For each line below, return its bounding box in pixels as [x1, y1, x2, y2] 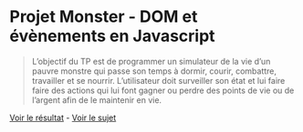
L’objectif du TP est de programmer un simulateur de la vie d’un [31, 56, 271, 66]
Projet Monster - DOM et [9, 6, 198, 27]
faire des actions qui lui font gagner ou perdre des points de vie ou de [31, 85, 295, 96]
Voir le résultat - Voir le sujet [9, 112, 117, 123]
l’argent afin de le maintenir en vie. [31, 94, 162, 106]
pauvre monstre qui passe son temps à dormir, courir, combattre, [31, 66, 277, 76]
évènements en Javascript [9, 25, 216, 46]
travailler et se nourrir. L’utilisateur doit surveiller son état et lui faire [31, 75, 286, 86]
